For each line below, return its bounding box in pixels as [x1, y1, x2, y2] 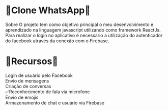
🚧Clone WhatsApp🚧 [5, 5, 91, 16]
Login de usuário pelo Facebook [5, 72, 73, 78]
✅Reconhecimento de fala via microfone [5, 89, 90, 95]
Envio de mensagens [5, 77, 49, 84]
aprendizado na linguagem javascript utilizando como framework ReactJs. [5, 26, 161, 33]
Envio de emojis [5, 94, 39, 100]
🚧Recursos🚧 [5, 56, 59, 67]
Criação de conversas [5, 83, 52, 89]
